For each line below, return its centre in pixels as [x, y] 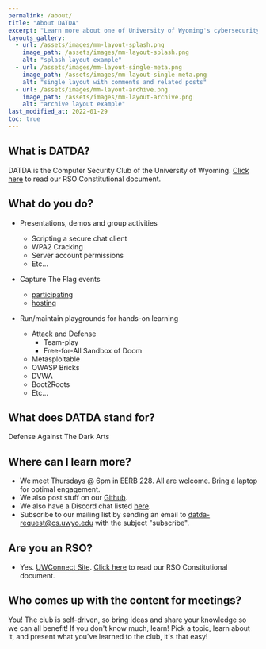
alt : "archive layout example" [74, 104]
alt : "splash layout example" [72, 60]
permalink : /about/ [40, 15]
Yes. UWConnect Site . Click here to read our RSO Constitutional [123, 567]
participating [52, 294]
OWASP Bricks [55, 367]
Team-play [61, 342]
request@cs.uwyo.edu [56, 523]
